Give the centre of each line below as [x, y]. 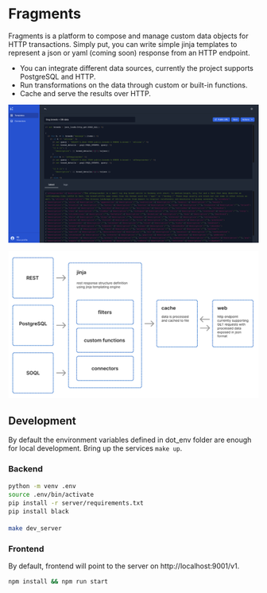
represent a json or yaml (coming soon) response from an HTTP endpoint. [129, 52]
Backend [26, 469]
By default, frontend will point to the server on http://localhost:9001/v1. [124, 566]
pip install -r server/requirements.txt [76, 503]
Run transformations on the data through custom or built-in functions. [133, 85]
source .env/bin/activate [51, 495]
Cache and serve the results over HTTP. [85, 93]
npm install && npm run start [58, 581]
